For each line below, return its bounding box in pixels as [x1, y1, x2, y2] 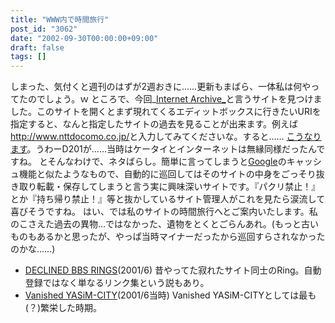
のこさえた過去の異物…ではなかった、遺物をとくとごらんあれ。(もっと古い [10, 218, 319, 230]
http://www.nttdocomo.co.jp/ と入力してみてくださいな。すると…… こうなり [10, 131, 322, 143]
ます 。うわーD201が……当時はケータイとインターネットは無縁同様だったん [10, 143, 317, 155]
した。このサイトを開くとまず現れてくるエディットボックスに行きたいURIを [10, 106, 322, 118]
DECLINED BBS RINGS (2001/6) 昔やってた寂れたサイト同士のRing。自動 [24, 264, 322, 276]
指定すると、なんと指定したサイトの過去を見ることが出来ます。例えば [10, 118, 299, 130]
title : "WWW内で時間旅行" [10, 14, 110, 25]
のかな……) [10, 243, 56, 255]
